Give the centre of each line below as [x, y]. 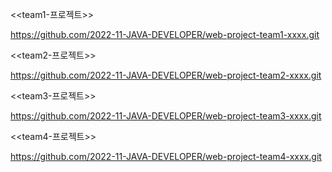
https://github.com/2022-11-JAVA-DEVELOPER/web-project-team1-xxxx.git [165, 34]
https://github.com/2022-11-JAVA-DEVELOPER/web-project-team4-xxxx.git [166, 156]
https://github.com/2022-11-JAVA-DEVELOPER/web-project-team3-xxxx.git [166, 116]
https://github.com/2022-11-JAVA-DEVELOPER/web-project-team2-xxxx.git [166, 75]
